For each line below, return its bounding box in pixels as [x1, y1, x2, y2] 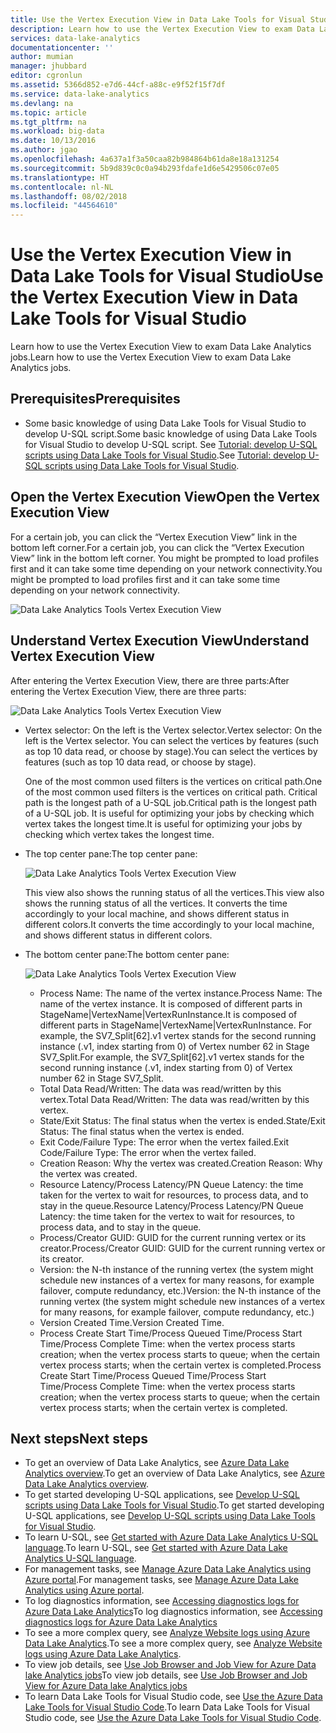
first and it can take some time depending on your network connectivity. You [10, 562, 323, 575]
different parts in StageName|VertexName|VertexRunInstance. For [39, 1019, 313, 1031]
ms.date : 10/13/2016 [10, 136, 97, 146]
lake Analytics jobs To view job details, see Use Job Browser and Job [24, 1669, 308, 1681]
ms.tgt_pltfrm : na [10, 117, 87, 127]
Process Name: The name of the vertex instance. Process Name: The [39, 987, 323, 999]
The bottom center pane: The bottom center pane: [24, 948, 230, 960]
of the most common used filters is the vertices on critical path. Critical [24, 786, 318, 798]
